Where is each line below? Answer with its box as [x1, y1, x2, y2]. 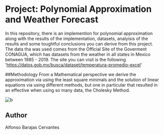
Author [5, 111, 27, 120]
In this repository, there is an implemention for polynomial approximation [5, 30, 153, 36]
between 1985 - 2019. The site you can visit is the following [5, 56, 126, 62]
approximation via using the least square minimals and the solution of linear [5, 77, 160, 83]
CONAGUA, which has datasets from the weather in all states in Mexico [5, 51, 151, 57]
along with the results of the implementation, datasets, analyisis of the [5, 36, 148, 42]
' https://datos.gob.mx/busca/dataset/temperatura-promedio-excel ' [5, 62, 142, 68]
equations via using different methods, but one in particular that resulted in [5, 82, 158, 88]
